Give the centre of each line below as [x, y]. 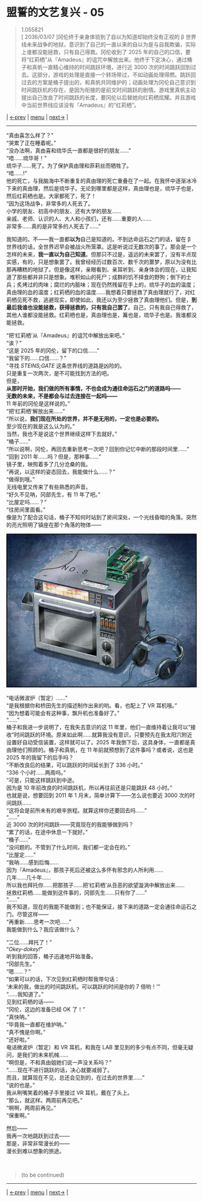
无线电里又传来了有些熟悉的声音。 [49, 487]
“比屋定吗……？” [27, 502]
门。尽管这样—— [27, 914]
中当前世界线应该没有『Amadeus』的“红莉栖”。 [80, 105]
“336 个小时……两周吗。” [36, 772]
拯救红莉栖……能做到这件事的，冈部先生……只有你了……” [76, 892]
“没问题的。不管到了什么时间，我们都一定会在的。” [68, 847]
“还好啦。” [18, 1040]
